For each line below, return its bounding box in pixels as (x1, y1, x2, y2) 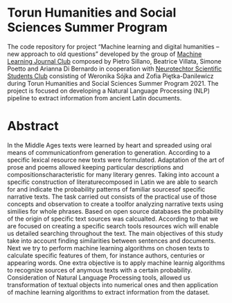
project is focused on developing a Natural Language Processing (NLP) (7, 86, 210, 95)
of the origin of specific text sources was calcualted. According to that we (7, 214, 218, 223)
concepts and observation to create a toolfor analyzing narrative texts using (7, 199, 224, 208)
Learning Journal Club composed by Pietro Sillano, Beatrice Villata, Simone (7, 57, 222, 65)
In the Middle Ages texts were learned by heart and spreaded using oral (7, 140, 213, 149)
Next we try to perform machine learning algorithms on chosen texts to (7, 244, 210, 252)
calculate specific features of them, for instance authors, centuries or (7, 251, 206, 259)
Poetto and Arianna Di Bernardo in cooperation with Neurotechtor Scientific (7, 64, 222, 73)
